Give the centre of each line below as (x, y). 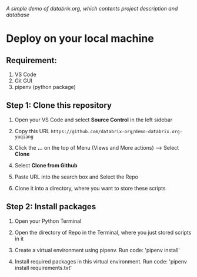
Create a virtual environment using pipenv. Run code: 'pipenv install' (97, 250)
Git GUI (23, 81)
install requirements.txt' (43, 268)
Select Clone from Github (46, 165)
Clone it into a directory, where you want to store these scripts (90, 188)
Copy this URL (32, 131)
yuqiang (24, 137)
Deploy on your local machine (80, 39)
